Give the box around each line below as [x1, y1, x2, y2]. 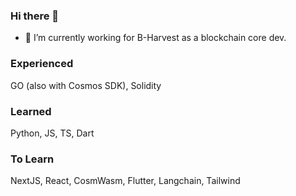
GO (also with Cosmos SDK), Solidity [10, 79, 162, 91]
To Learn [10, 152, 55, 166]
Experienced [10, 57, 74, 71]
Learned [10, 104, 52, 118]
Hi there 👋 [10, 9, 60, 23]
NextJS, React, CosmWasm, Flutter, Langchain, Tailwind [10, 175, 241, 187]
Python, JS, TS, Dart [10, 127, 95, 139]
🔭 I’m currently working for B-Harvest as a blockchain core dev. [24, 32, 287, 44]
